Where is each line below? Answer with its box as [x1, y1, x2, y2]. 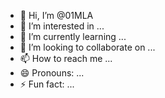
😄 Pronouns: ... [19, 67, 85, 79]
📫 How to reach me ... [19, 53, 113, 64]
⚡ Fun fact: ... [19, 78, 75, 90]
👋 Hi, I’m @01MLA [19, 10, 94, 21]
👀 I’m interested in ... [19, 20, 105, 32]
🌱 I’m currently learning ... [19, 31, 127, 42]
